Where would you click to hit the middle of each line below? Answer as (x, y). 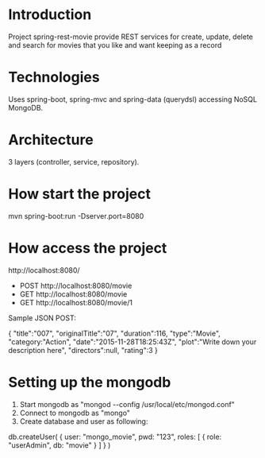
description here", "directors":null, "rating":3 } (83, 350)
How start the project (79, 194)
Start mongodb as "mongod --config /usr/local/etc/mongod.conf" (127, 404)
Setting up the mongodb (90, 382)
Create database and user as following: (84, 421)
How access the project (88, 248)
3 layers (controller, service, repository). (74, 161)
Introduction (50, 15)
